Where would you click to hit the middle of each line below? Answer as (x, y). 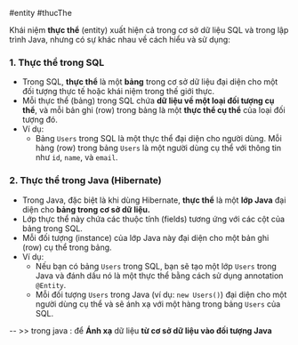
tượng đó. (40, 120)
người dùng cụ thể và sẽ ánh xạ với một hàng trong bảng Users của (158, 304)
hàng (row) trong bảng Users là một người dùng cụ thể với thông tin (158, 148)
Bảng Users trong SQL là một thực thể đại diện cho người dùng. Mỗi (158, 139)
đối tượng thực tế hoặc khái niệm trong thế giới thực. (118, 92)
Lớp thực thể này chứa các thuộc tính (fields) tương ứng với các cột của (153, 219)
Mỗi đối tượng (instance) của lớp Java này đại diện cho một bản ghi (145, 237)
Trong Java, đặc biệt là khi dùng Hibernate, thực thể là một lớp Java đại (154, 200)
